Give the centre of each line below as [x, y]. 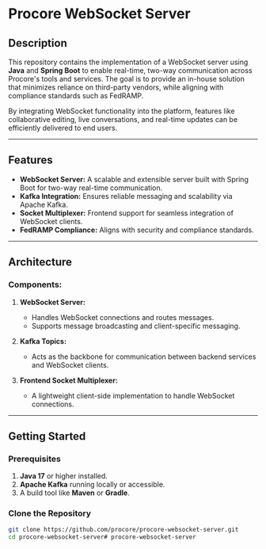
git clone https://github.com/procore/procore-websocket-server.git [123, 530]
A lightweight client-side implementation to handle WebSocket [133, 395]
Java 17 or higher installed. [64, 476]
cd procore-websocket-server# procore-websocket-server [102, 537]
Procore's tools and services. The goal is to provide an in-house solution [127, 79]
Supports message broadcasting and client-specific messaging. [136, 326]
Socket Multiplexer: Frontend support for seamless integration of [126, 213]
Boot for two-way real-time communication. [91, 188]
